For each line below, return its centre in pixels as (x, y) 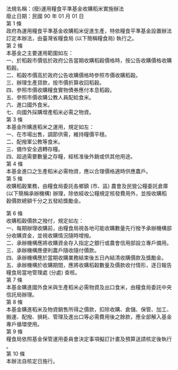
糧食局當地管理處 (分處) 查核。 (43, 272)
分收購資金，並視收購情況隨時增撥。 (50, 236)
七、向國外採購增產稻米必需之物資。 (50, 112)
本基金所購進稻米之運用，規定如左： (50, 127)
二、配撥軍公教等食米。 (35, 142)
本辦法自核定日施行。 (32, 361)
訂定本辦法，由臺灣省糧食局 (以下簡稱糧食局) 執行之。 (72, 38)
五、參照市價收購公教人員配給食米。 (50, 97)
